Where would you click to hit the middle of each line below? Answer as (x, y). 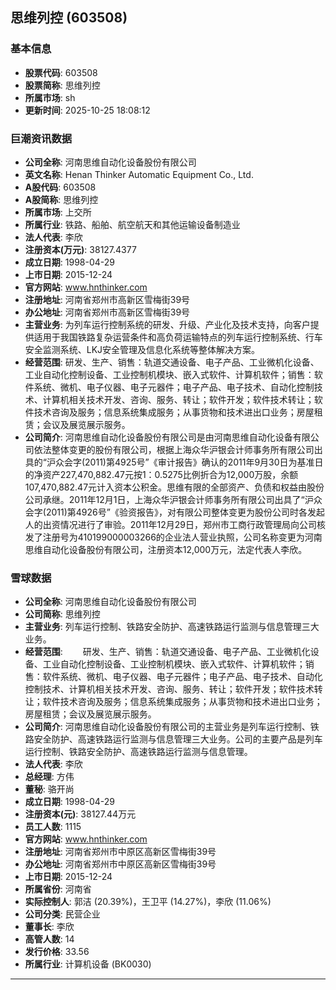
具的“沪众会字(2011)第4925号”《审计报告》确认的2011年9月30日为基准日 (174, 462)
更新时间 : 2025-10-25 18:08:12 (87, 110)
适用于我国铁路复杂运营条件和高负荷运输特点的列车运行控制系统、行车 (178, 337)
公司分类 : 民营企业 (62, 914)
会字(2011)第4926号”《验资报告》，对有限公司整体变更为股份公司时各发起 (174, 512)
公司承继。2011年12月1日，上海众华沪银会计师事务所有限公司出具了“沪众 (173, 499)
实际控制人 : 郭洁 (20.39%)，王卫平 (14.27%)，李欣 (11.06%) (148, 902)
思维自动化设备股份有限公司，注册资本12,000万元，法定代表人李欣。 (166, 549)
